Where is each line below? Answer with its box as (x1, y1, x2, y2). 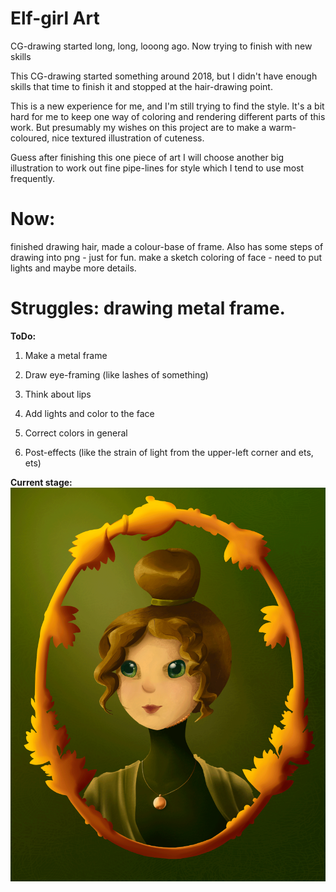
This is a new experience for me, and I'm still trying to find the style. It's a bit (10, 100, 325, 112)
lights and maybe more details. (10, 262, 137, 274)
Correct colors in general (24, 427, 128, 439)
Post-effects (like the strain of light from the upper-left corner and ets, (24, 446, 314, 458)
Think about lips (24, 388, 92, 400)
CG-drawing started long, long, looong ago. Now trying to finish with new (10, 40, 313, 52)
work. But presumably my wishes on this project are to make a (10, 121, 267, 133)
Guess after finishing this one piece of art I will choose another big (10, 151, 285, 163)
